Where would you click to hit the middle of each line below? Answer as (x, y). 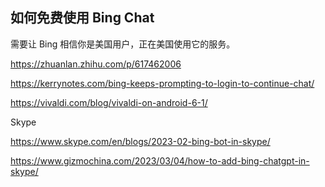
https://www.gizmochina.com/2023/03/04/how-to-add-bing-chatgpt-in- (160, 160)
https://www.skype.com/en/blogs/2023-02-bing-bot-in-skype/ (140, 141)
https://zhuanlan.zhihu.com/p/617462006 (96, 64)
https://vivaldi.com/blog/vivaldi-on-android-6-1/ (109, 102)
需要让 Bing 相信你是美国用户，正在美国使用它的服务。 (123, 44)
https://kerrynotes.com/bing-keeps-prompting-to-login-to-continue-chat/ (162, 83)
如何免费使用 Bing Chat (82, 18)
